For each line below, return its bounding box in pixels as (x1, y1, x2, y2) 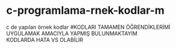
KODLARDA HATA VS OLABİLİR (6, 36, 83, 43)
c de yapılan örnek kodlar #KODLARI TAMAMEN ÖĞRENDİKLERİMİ (6, 23, 171, 31)
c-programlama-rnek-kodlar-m (6, 4, 165, 17)
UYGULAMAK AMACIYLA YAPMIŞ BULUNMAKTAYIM (6, 29, 138, 37)
